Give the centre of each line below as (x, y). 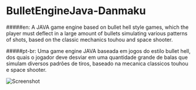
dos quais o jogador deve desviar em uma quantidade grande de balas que (97, 57)
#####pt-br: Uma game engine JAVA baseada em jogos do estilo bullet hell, (98, 51)
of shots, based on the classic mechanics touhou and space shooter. (89, 39)
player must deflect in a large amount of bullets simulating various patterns (97, 33)
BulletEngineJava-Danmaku (76, 11)
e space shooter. (26, 69)
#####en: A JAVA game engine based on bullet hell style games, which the (97, 27)
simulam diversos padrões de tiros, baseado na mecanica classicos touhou (97, 64)
